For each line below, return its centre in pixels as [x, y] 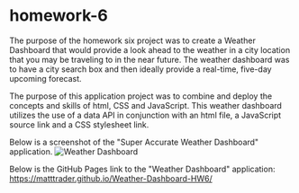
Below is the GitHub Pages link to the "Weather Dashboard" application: [142, 169]
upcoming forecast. [46, 78]
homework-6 [59, 16]
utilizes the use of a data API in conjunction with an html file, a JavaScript [145, 115]
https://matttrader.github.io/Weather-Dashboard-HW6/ [111, 178]
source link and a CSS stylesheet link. [79, 124]
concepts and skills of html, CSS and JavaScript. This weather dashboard [145, 105]
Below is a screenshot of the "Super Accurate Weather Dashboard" [134, 142]
